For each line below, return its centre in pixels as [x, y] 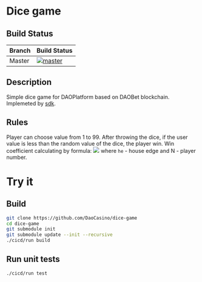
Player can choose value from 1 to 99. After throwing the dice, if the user [97, 137]
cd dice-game [23, 223]
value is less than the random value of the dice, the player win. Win [90, 143]
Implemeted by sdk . [31, 103]
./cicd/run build [28, 241]
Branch [20, 51]
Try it [20, 182]
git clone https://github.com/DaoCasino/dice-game [72, 218]
